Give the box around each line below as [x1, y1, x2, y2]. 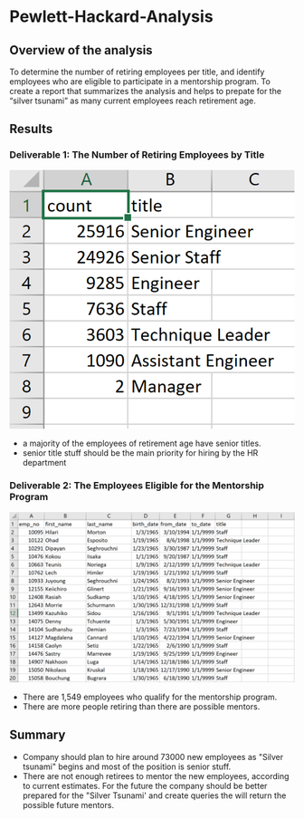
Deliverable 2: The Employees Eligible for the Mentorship [9, 479, 265, 492]
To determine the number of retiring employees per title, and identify [9, 66, 265, 77]
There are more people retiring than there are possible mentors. [22, 701, 261, 712]
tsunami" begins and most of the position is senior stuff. [22, 761, 232, 772]
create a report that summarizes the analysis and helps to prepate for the [9, 86, 282, 96]
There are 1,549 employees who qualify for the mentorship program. [22, 691, 278, 703]
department [22, 457, 67, 467]
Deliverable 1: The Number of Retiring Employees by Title [9, 149, 265, 161]
